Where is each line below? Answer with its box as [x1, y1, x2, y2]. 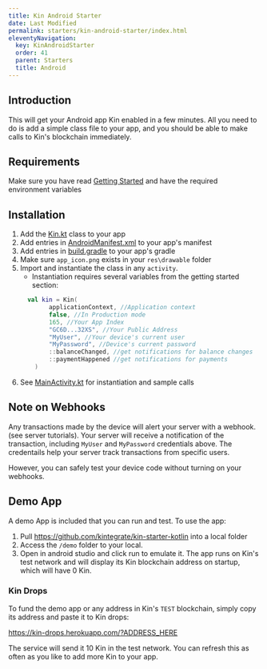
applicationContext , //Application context [49, 304, 196, 312]
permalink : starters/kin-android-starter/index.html [8, 26, 188, 34]
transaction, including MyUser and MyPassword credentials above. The [8, 438, 233, 449]
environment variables [8, 185, 82, 195]
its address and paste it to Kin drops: [8, 612, 130, 622]
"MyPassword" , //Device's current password [49, 341, 196, 349]
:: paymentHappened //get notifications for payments [49, 356, 229, 364]
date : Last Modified [8, 19, 78, 27]
